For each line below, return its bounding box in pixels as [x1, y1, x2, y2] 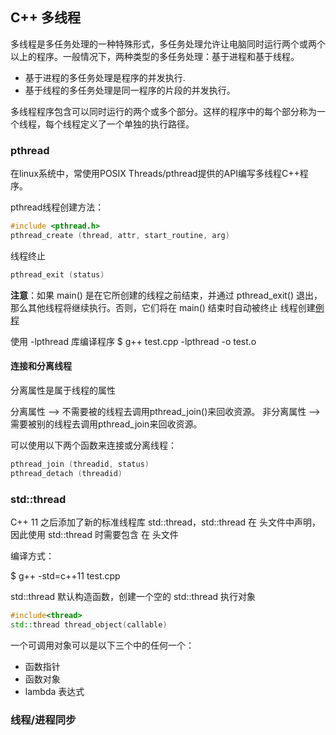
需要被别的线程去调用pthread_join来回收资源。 [10, 418, 203, 430]
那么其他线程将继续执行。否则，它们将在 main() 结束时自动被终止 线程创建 [10, 301, 316, 313]
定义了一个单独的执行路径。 [79, 118, 195, 130]
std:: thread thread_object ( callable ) [10, 619, 168, 630]
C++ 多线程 [10, 9, 82, 27]
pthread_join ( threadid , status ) [10, 459, 150, 469]
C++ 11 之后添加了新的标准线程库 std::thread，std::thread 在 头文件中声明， [10, 516, 322, 528]
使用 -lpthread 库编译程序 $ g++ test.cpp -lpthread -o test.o [10, 335, 257, 347]
